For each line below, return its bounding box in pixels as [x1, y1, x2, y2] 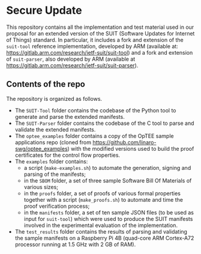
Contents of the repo [6, 79, 85, 89]
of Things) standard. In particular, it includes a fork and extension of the [6, 36, 184, 43]
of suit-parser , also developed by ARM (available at [6, 55, 136, 62]
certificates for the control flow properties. [14, 151, 121, 159]
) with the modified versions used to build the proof [67, 145, 194, 152]
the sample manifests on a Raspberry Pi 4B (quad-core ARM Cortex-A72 [14, 234, 194, 241]
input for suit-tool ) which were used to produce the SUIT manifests [23, 215, 193, 222]
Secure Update [6, 4, 82, 17]
